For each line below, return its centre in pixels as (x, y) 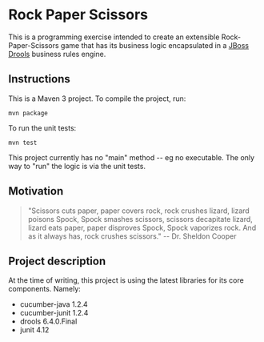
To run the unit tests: (42, 128)
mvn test (23, 143)
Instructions (39, 79)
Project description (57, 261)
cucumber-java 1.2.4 (54, 304)
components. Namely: (45, 289)
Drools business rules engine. (57, 54)
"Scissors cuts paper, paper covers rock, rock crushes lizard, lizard (138, 211)
